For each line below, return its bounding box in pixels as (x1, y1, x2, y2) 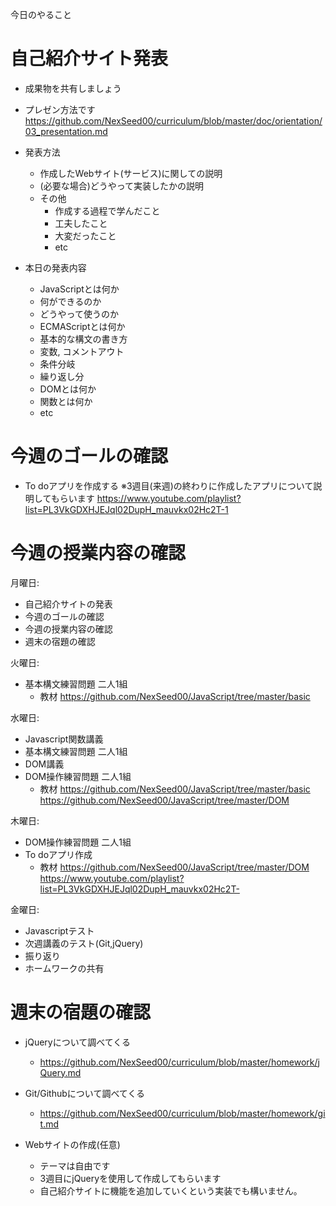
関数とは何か (39, 395, 93, 407)
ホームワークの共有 (24, 962, 105, 974)
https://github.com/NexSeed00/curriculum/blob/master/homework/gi (39, 1107, 326, 1119)
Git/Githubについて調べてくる (24, 1087, 146, 1099)
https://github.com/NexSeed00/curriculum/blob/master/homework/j (39, 1056, 320, 1068)
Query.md (39, 1066, 82, 1078)
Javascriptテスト (24, 924, 95, 937)
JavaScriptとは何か (39, 283, 120, 295)
